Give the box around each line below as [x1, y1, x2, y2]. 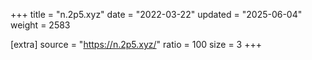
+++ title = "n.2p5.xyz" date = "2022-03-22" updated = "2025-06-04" [10, 9, 303, 20]
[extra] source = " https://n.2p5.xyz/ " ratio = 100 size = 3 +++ [10, 39, 262, 50]
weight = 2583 [10, 19, 71, 31]
